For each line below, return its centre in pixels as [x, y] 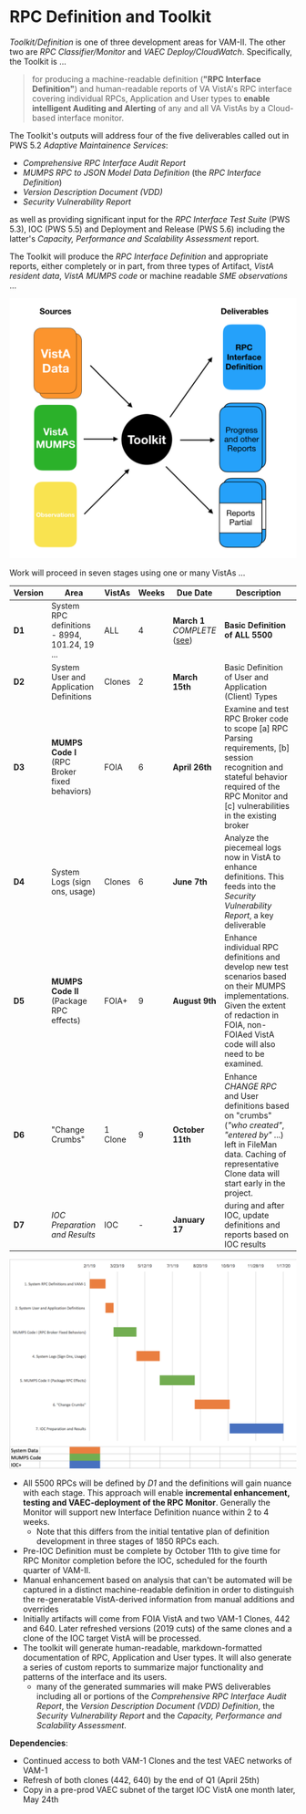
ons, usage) [73, 891]
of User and [246, 677]
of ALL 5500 [249, 635]
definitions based [257, 1105]
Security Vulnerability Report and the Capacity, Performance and [159, 1716]
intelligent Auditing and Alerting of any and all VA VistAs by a [148, 108]
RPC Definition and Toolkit [111, 17]
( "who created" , [255, 1125]
